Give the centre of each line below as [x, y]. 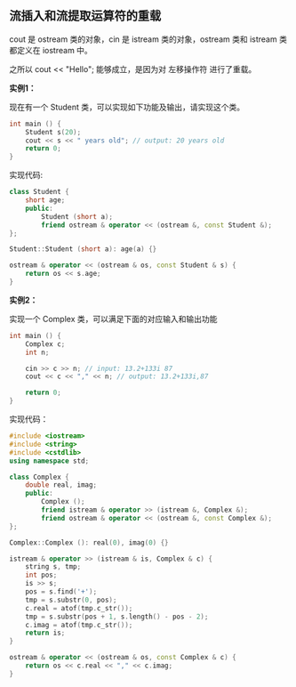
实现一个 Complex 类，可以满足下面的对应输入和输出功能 [113, 319]
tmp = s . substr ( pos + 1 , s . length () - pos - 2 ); [117, 617]
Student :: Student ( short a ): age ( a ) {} [83, 249]
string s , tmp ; [53, 567]
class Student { [39, 192]
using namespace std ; [49, 461]
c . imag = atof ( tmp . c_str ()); [79, 625]
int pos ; [41, 575]
